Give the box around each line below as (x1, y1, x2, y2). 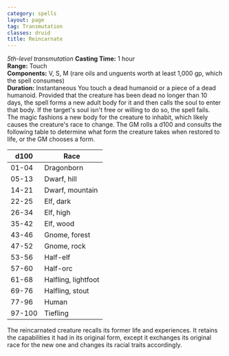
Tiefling (44, 308, 69, 318)
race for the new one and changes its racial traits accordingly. (7, 341, 182, 349)
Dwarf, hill (44, 174, 77, 184)
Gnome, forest (44, 230, 91, 240)
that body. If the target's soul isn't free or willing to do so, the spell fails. (7, 106, 210, 114)
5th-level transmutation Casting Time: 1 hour (7, 54, 135, 63)
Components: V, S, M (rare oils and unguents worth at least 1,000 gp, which (7, 70, 223, 78)
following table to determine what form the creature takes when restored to (7, 128, 220, 136)
